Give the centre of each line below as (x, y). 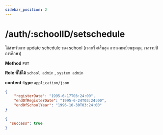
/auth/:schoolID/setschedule (65, 34)
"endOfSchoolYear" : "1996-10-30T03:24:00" (58, 105)
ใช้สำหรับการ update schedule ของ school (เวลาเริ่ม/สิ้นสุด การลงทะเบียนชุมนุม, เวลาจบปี (81, 48)
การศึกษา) (13, 53)
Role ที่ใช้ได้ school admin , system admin (44, 72)
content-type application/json (37, 82)
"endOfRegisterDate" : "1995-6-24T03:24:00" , (60, 101)
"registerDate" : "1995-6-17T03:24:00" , (55, 96)
